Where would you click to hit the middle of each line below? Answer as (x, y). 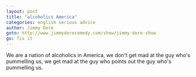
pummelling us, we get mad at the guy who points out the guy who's (89, 61)
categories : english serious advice (51, 22)
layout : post (22, 11)
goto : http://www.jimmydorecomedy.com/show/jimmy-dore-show (81, 33)
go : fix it (19, 38)
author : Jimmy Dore (30, 28)
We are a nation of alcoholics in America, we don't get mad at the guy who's (98, 55)
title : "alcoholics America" (42, 17)
